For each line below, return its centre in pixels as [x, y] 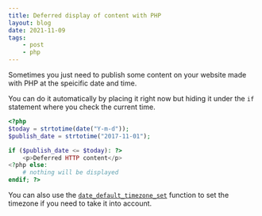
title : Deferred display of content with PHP [85, 15]
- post [33, 45]
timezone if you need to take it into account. [80, 203]
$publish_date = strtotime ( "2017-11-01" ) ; [79, 136]
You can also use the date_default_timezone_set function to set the [119, 195]
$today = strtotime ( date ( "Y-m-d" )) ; [69, 129]
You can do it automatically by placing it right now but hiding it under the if [131, 99]
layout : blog [30, 23]
